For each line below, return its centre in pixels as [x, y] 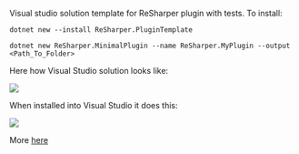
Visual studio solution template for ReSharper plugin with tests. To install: [146, 13]
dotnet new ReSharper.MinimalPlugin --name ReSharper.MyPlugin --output [150, 46]
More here [29, 140]
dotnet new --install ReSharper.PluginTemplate [101, 30]
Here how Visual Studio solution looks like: [89, 71]
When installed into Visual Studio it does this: [94, 105]
